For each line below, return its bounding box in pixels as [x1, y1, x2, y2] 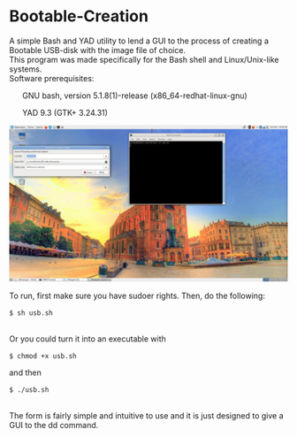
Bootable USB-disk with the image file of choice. [9, 44, 187, 55]
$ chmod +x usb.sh [9, 352, 77, 361]
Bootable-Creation [9, 6, 148, 27]
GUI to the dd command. [9, 420, 99, 431]
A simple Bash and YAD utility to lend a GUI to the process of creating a [9, 35, 270, 46]
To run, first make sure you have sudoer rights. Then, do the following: [9, 290, 265, 302]
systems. [9, 64, 42, 74]
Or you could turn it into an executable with [9, 333, 166, 344]
